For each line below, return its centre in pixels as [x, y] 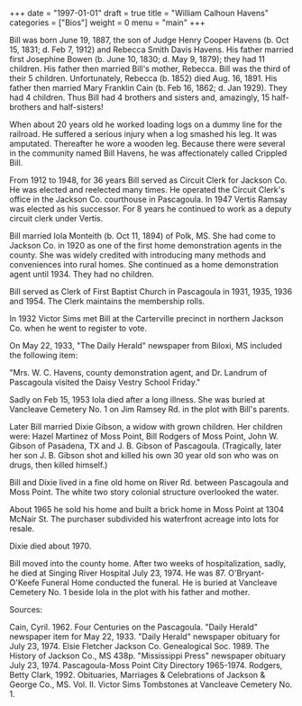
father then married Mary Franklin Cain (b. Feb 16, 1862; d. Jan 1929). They [148, 88]
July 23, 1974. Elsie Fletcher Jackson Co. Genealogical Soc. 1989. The [140, 646]
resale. [22, 529]
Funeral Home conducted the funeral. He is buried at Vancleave [159, 583]
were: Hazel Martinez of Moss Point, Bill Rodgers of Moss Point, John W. [144, 436]
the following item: [44, 355]
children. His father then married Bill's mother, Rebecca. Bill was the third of [150, 68]
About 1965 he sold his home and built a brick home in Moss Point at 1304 [147, 509]
